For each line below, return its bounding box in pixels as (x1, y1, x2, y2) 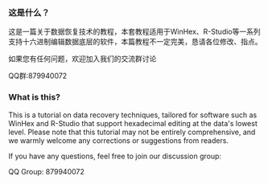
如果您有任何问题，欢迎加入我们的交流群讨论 (8, 54, 157, 63)
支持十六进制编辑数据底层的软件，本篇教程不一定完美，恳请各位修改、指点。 (8, 37, 262, 47)
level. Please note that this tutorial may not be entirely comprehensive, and (8, 127, 256, 137)
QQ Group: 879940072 (8, 166, 85, 176)
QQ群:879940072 (8, 71, 68, 81)
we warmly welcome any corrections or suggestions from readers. (8, 135, 229, 145)
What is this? (8, 92, 60, 103)
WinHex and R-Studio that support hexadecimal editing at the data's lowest (8, 118, 258, 128)
